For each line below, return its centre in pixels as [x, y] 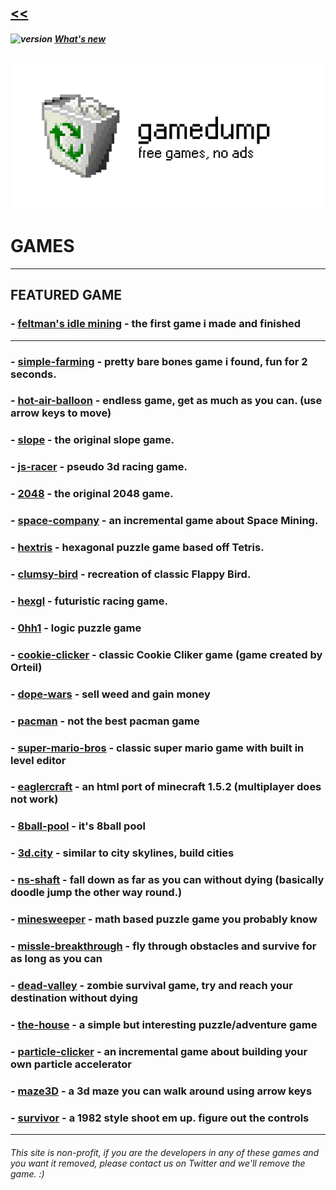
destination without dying [74, 998]
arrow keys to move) [61, 413]
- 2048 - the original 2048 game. [92, 494]
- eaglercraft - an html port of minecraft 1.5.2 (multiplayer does [166, 787]
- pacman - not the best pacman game [105, 721]
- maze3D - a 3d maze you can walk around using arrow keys [161, 1091]
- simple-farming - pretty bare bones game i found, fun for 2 [159, 361]
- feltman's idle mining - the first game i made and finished [156, 324]
